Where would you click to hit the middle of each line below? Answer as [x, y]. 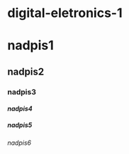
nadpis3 [22, 92]
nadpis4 [20, 109]
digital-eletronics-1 [65, 13]
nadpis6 [19, 143]
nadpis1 [31, 46]
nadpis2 [26, 71]
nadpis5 [20, 125]
